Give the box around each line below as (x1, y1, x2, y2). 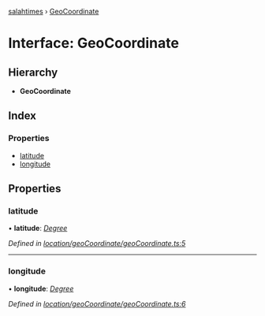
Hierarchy (8, 65, 58, 79)
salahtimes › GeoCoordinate (8, 7, 99, 16)
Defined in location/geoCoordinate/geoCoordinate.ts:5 (8, 239, 186, 248)
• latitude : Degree (8, 224, 68, 233)
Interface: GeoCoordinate (8, 35, 180, 52)
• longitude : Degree (8, 284, 74, 293)
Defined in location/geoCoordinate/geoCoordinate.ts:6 (8, 299, 186, 308)
